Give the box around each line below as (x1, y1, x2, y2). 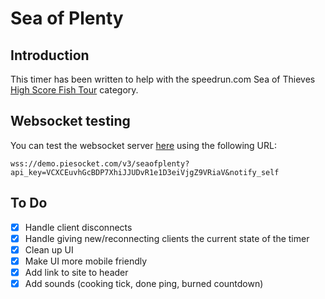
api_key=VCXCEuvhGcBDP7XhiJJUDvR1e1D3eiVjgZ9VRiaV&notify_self (10, 167, 280, 177)
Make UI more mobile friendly (24, 255, 148, 267)
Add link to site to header (24, 266, 129, 278)
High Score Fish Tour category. (10, 84, 139, 96)
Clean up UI (24, 243, 74, 256)
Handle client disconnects (24, 221, 133, 233)
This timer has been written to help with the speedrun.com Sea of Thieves (10, 73, 316, 85)
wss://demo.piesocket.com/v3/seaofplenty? (10, 158, 190, 169)
